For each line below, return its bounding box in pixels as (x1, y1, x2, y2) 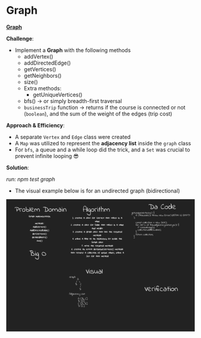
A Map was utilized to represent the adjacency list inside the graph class (14, 139, 191, 147)
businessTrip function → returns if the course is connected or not (23, 103, 185, 111)
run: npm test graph (6, 175, 56, 182)
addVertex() (23, 53, 54, 60)
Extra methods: (23, 84, 62, 92)
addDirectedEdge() (23, 59, 71, 66)
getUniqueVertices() (32, 91, 83, 98)
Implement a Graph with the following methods (14, 46, 131, 54)
